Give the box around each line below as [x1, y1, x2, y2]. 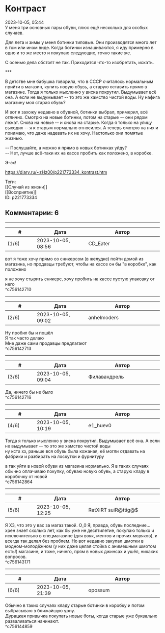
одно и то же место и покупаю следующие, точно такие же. [5, 50, 132, 56]
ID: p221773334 [5, 194, 38, 200]
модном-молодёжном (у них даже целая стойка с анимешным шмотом [5, 543, 156, 549]
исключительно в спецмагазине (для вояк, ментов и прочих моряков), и [5, 532, 158, 538]
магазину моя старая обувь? [5, 99, 66, 105]
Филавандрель [88, 373, 124, 380]
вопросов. [5, 554, 27, 559]
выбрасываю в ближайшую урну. [5, 607, 75, 613]
